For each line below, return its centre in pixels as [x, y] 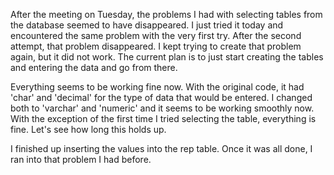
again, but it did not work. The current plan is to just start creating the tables [167, 57]
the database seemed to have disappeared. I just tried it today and [147, 25]
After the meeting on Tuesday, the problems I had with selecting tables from [166, 14]
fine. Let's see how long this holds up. [88, 129]
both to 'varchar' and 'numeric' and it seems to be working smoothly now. [162, 108]
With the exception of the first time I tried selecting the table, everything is [163, 118]
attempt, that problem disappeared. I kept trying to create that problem [156, 46]
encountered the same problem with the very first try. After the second [156, 35]
